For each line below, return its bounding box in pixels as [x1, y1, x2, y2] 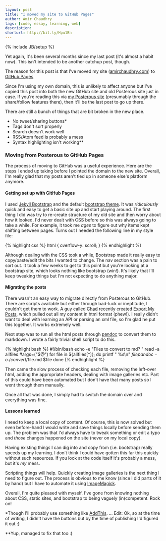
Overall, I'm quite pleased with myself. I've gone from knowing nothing [5, 490, 149, 496]
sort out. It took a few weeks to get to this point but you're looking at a [5, 262, 149, 268]
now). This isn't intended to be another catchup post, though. [5, 59, 130, 64]
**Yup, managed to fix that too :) [5, 530, 73, 536]
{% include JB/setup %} [5, 44, 55, 50]
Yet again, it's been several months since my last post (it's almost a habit [5, 54, 154, 59]
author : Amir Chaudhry [5, 16, 52, 21]
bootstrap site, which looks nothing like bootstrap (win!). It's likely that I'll [5, 268, 154, 273]
